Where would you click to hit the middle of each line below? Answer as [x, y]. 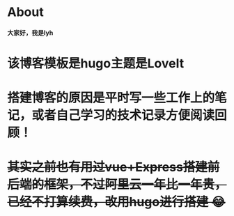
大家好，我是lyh [30, 33]
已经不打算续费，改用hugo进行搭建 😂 [117, 202]
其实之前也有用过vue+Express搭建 [107, 167]
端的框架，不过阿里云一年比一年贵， [124, 185]
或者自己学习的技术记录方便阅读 [123, 115]
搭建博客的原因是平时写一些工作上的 [111, 98]
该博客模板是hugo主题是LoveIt [96, 63]
